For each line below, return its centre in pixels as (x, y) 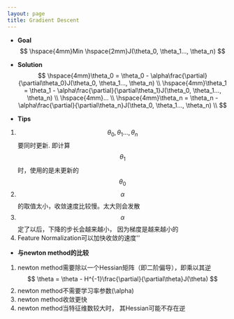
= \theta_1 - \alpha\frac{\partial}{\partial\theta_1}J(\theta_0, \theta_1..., (122, 90)
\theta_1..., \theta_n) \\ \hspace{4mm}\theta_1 (163, 83)
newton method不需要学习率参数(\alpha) (75, 290)
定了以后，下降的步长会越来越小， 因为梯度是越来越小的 (98, 229)
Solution (30, 64)
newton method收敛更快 (52, 299)
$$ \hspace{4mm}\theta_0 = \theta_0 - (93, 75)
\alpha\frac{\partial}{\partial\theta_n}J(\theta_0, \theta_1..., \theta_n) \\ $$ (122, 105)
